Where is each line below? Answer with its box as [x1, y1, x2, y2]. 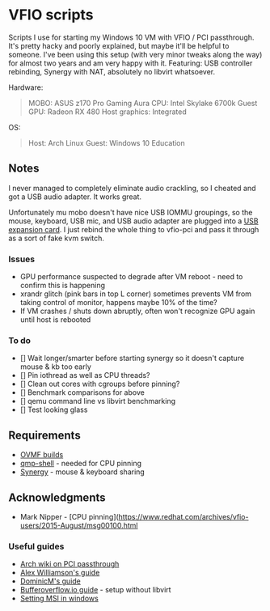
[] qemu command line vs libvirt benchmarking [19, 397, 176, 406]
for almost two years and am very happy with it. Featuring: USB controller [8, 58, 253, 68]
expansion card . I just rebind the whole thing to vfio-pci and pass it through [8, 224, 259, 234]
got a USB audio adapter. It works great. [8, 192, 142, 202]
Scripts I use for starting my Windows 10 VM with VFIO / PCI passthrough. [8, 32, 255, 42]
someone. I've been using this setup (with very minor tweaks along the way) [8, 49, 263, 59]
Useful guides [8, 541, 65, 552]
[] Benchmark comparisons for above [19, 388, 146, 397]
